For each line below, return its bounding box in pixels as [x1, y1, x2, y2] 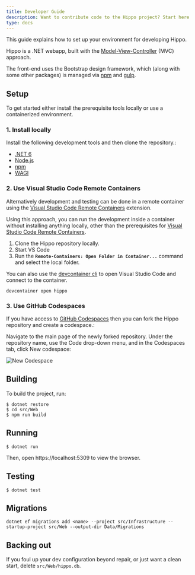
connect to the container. [6, 277, 68, 284]
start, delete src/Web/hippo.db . [6, 562, 81, 570]
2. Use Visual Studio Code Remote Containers [6, 185, 141, 193]
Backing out [6, 540, 52, 550]
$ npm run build [6, 412, 46, 418]
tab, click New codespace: [6, 345, 71, 353]
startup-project [6, 524, 46, 530]
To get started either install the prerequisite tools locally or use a [6, 104, 164, 112]
